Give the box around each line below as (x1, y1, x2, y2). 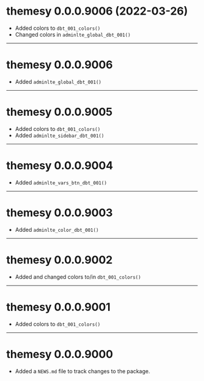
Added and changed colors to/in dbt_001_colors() (15, 273, 141, 281)
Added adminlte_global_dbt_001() (15, 78, 102, 85)
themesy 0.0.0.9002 (6, 253, 113, 267)
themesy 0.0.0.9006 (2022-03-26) (6, 4, 188, 18)
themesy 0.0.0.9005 (6, 105, 113, 119)
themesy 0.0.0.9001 (6, 300, 111, 314)
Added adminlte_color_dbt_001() (15, 226, 99, 233)
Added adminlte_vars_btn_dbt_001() (15, 178, 107, 186)
